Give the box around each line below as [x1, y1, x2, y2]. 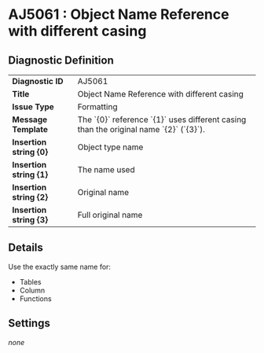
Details [8, 241, 43, 255]
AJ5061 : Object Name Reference [8, 6, 229, 24]
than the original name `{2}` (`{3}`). [77, 124, 206, 134]
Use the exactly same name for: [8, 262, 112, 271]
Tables [19, 277, 42, 286]
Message [12, 114, 48, 125]
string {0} [12, 147, 49, 157]
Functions [19, 293, 53, 303]
